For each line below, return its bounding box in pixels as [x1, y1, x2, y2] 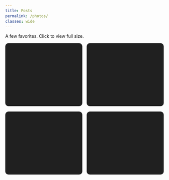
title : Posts [5, 8, 33, 13]
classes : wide [5, 19, 35, 24]
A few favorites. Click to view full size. [5, 33, 84, 39]
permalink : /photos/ [5, 13, 49, 19]
